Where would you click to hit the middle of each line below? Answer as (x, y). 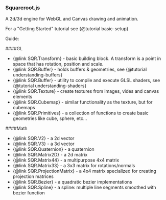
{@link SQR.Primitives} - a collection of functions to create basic (81, 113)
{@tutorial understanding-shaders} (50, 86)
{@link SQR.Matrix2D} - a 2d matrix (50, 155)
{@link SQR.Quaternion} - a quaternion (53, 149)
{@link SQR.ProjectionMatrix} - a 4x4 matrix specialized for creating (85, 171)
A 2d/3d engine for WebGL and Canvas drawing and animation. (72, 19)
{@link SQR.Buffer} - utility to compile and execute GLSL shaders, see (86, 81)
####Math (16, 128)
